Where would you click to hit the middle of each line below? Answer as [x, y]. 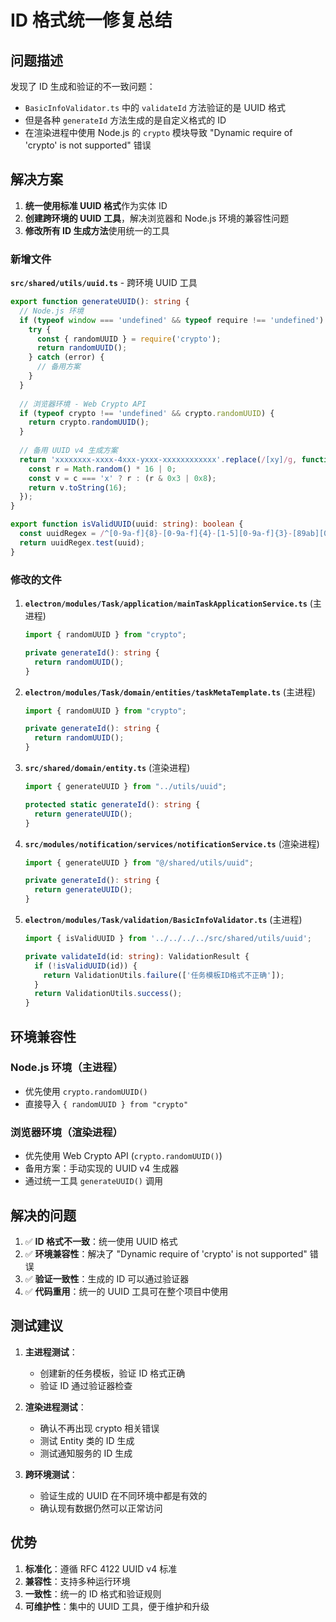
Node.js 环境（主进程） [67, 1068]
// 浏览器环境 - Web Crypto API [83, 404]
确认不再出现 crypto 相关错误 [99, 1428]
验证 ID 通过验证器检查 [86, 1385]
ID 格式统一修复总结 [91, 20]
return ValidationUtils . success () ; [108, 994]
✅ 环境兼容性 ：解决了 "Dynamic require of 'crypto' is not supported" [166, 1253]
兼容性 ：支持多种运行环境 [77, 1581]
